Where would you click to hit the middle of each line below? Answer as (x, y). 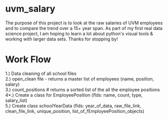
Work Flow (28, 59)
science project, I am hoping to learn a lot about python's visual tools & (79, 33)
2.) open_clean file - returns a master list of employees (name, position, (80, 78)
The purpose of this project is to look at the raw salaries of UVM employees (84, 23)
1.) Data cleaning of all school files (41, 73)
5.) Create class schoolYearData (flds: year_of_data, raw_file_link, (73, 106)
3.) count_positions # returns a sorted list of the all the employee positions (83, 90)
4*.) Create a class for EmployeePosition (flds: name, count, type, (74, 95)
